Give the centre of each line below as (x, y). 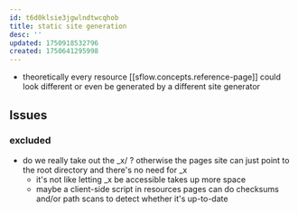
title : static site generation (68, 26)
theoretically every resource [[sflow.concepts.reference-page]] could (152, 77)
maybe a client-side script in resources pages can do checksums (158, 189)
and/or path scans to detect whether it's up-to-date (132, 199)
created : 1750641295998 (54, 51)
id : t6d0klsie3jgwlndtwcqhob (64, 18)
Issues (28, 115)
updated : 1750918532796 (54, 43)
